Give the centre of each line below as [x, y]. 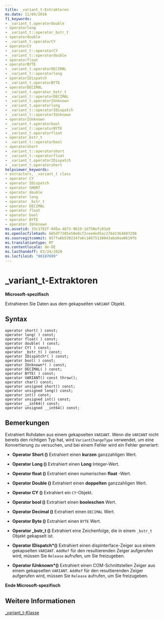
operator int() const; [28, 395]
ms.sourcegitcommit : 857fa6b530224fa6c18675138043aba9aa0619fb [71, 238]
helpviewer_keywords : [27, 169]
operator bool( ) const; [30, 361]
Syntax [16, 319]
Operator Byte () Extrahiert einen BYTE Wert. [57, 521]
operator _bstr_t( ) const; [34, 352]
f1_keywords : [18, 19]
